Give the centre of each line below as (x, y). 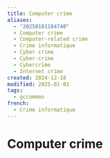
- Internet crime (38, 71)
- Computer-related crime (51, 39)
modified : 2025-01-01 (38, 84)
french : (18, 103)
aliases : (20, 20)
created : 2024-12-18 (37, 78)
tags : (15, 90)
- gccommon (29, 97)
